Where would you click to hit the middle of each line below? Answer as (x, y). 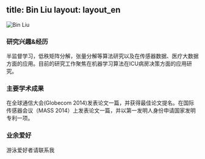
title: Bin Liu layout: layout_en (63, 10)
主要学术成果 (25, 89)
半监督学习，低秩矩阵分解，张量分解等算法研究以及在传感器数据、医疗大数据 (103, 56)
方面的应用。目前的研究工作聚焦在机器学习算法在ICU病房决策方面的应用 (97, 64)
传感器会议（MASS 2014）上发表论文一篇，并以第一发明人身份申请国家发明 (101, 111)
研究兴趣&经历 (27, 41)
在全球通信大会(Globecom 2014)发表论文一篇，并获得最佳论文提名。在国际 (100, 103)
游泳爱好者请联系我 (31, 150)
